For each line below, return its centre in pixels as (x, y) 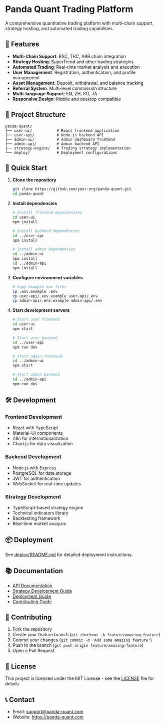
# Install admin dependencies (44, 249)
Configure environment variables (48, 277)
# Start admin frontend (37, 356)
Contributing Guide (32, 601)
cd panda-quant (28, 194)
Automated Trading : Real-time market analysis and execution (76, 67)
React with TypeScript (35, 428)
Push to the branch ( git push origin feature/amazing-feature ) (78, 645)
